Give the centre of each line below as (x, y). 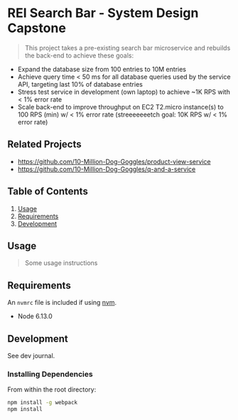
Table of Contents (48, 192)
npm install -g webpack (43, 403)
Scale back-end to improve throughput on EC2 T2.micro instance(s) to (120, 107)
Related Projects (44, 145)
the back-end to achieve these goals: (79, 55)
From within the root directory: (52, 389)
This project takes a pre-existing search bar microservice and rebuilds (128, 48)
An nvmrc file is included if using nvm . (62, 303)
